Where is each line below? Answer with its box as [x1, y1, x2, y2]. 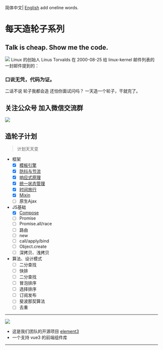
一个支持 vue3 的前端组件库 [12, 334, 67, 340]
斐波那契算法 [19, 298, 45, 304]
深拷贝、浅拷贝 [19, 249, 49, 255]
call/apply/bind [19, 238, 49, 244]
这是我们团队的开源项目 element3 [12, 329, 79, 334]
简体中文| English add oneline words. [5, 5, 79, 10]
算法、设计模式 [12, 256, 42, 261]
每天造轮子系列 [5, 24, 65, 35]
